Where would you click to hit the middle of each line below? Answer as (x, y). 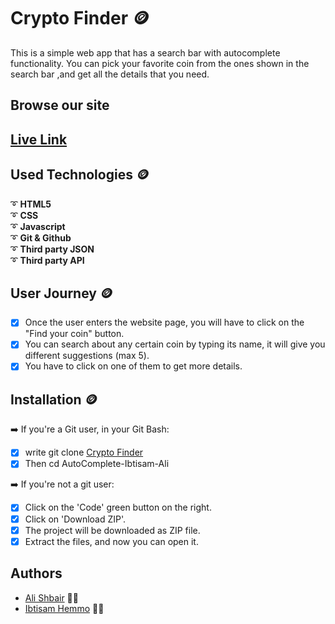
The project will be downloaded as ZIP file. (112, 530)
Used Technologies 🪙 (80, 175)
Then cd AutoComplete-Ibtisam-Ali (97, 464)
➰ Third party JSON (52, 249)
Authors (36, 573)
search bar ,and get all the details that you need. (110, 74)
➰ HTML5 (31, 204)
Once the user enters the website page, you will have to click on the (164, 322)
